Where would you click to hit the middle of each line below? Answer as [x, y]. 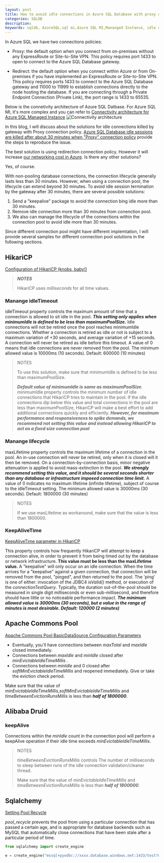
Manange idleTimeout [31, 301]
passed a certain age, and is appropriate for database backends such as [78, 827]
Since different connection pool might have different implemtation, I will [77, 231]
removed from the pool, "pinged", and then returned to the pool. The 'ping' [80, 577]
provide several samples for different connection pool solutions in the [75, 237]
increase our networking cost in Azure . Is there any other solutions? [73, 157]
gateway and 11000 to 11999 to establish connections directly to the [80, 87]
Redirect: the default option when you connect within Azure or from [80, 71]
